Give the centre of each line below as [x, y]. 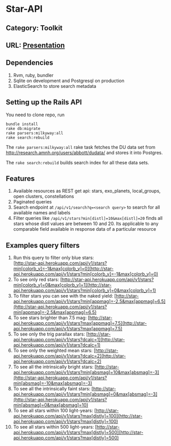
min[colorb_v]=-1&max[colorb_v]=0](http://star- [63, 269]
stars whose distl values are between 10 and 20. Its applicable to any [86, 224]
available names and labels [42, 213]
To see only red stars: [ [38, 280]
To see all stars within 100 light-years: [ [55, 411]
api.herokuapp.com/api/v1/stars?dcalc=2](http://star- [69, 356]
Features [20, 179]
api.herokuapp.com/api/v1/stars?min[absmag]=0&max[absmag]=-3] [85, 394]
